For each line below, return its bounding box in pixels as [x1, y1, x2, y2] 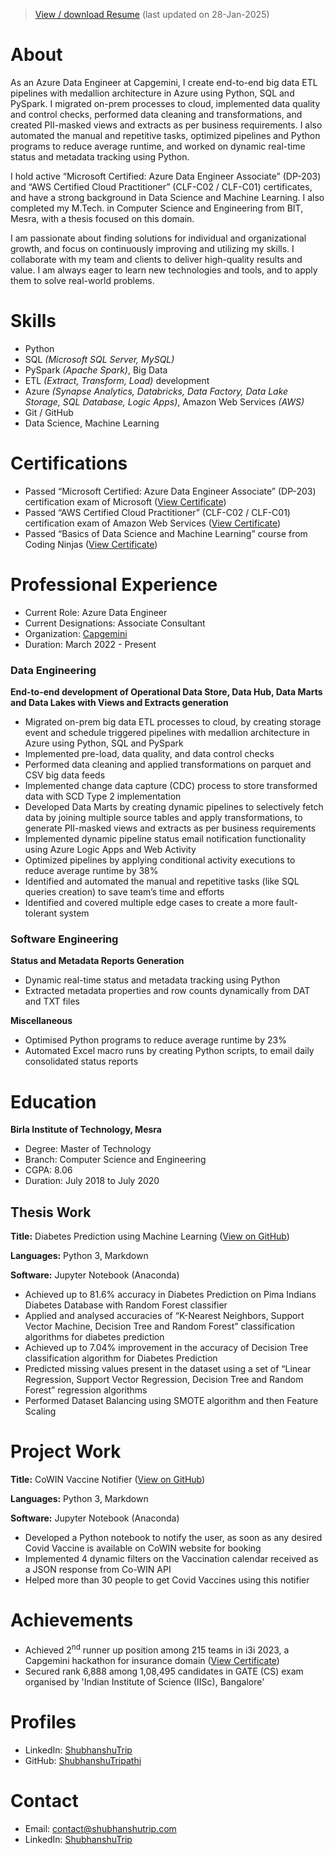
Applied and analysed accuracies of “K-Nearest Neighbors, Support [24, 1310, 305, 1322]
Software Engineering [10, 932, 119, 946]
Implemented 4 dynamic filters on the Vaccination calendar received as [24, 1553, 319, 1565]
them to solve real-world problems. [10, 274, 155, 286]
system [59, 907, 90, 919]
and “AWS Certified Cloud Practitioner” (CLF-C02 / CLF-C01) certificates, [10, 180, 313, 193]
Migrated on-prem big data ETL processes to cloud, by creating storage [24, 716, 322, 728]
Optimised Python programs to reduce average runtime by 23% [24, 1034, 287, 1046]
